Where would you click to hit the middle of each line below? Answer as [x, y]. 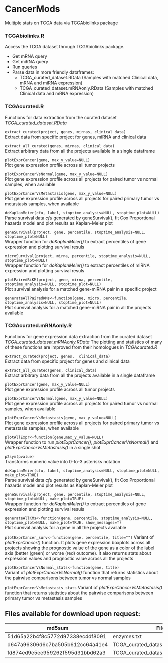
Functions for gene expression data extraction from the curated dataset [79, 336]
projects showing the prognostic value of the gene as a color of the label [80, 548]
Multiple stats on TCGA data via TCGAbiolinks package [62, 23]
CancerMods [33, 9]
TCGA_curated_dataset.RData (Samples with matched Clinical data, [89, 78]
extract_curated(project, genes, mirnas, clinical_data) [66, 132]
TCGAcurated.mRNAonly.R [39, 326]
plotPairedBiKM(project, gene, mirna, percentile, [59, 280]
